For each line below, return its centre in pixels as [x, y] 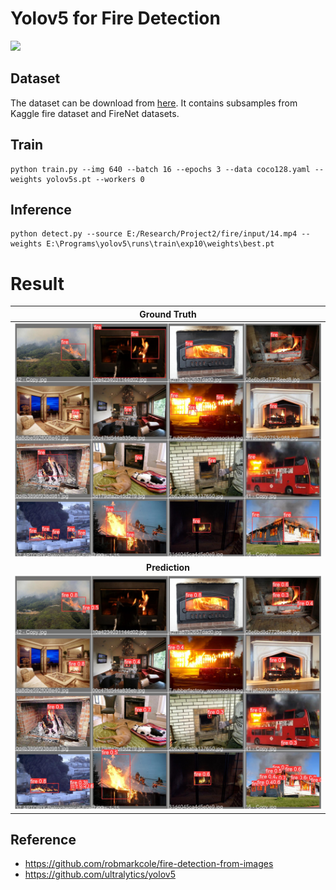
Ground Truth [168, 314]
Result [37, 283]
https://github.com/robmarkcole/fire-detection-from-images [149, 864]
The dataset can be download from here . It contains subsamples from [154, 103]
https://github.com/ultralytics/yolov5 [100, 874]
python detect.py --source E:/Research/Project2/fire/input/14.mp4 [154, 234]
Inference [41, 209]
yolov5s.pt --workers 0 [95, 179]
